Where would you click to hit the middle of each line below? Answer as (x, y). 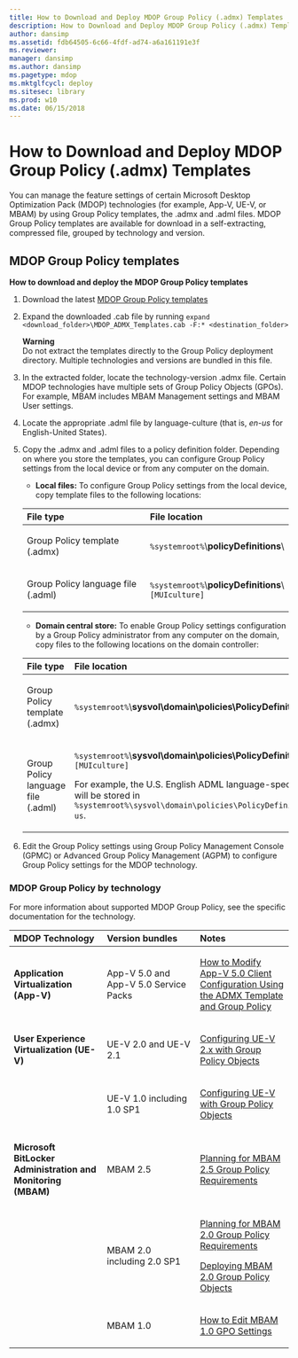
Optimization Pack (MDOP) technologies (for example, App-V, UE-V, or (138, 205)
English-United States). (64, 432)
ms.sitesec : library (47, 91)
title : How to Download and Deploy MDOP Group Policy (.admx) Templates (146, 17)
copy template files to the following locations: (118, 495)
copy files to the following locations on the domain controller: (147, 644)
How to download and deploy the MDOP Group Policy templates (129, 282)
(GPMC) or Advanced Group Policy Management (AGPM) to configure (149, 855)
